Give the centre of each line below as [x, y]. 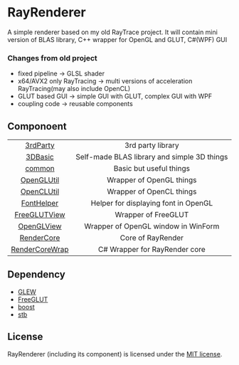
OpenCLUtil [39, 191]
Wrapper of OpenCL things [152, 191]
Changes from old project [52, 58]
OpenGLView [39, 226]
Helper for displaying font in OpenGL [152, 203]
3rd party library [152, 145]
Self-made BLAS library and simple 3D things [152, 157]
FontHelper [40, 203]
